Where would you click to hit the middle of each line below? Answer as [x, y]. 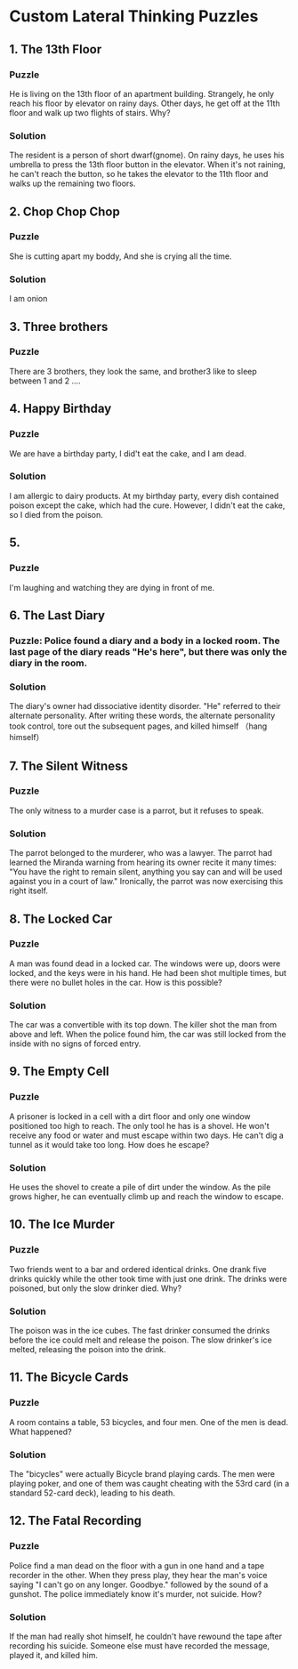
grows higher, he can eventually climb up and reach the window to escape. [147, 1197]
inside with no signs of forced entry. [75, 1044]
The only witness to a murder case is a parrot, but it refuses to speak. [137, 810]
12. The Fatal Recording [76, 1521]
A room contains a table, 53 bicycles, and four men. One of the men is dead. [149, 1422]
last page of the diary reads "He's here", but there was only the [148, 651]
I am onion [28, 299]
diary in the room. [48, 663]
